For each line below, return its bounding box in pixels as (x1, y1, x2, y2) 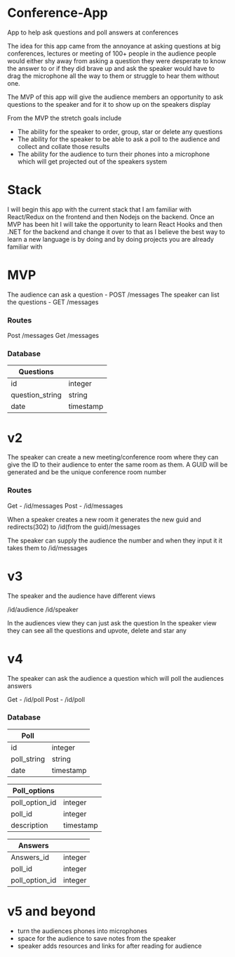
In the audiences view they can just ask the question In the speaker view (7, 618, 217, 627)
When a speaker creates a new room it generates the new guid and (7, 515, 201, 523)
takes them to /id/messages (7, 543, 88, 552)
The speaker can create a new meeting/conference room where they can (7, 453, 219, 462)
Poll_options (13, 786, 55, 795)
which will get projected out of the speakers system (17, 157, 168, 166)
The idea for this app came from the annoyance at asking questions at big (7, 41, 221, 50)
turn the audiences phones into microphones (17, 926, 147, 935)
